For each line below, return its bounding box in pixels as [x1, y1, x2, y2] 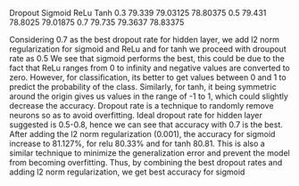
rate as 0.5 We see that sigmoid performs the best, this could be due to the [9, 53, 286, 63]
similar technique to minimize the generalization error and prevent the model [9, 148, 290, 158]
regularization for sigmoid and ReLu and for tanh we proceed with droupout [9, 44, 287, 54]
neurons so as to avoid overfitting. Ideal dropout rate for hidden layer [9, 110, 263, 120]
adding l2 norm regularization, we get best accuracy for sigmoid [9, 166, 245, 177]
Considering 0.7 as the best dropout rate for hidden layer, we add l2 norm [9, 35, 279, 44]
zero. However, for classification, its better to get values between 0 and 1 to [9, 72, 287, 83]
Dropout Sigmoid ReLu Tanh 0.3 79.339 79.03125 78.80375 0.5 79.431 [9, 8, 267, 18]
